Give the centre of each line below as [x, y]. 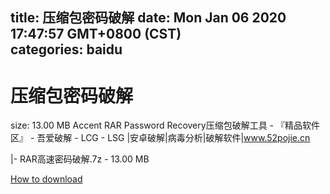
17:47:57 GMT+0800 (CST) [96, 34]
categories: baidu [66, 49]
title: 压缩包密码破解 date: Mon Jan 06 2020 [148, 18]
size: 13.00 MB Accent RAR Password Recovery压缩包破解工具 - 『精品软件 [165, 125]
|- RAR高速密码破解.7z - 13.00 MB [80, 159]
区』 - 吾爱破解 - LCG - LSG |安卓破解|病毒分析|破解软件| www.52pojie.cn [160, 138]
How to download [46, 179]
